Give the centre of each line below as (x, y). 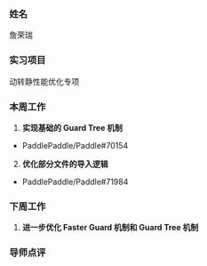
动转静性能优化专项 (44, 81)
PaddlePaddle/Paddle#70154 (75, 145)
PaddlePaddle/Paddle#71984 (75, 181)
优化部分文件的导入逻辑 (65, 164)
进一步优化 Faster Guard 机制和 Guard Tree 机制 (110, 228)
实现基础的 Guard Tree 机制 (72, 127)
